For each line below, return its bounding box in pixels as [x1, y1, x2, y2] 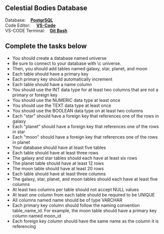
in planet [12, 139, 31, 145]
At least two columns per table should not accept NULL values [12, 187, 139, 192]
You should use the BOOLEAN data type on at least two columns [12, 107, 143, 113]
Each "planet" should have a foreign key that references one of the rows [12, 123, 159, 129]
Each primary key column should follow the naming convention [12, 202, 140, 208]
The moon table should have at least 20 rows [12, 165, 104, 171]
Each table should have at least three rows [12, 149, 98, 155]
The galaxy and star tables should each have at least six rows [12, 155, 137, 161]
